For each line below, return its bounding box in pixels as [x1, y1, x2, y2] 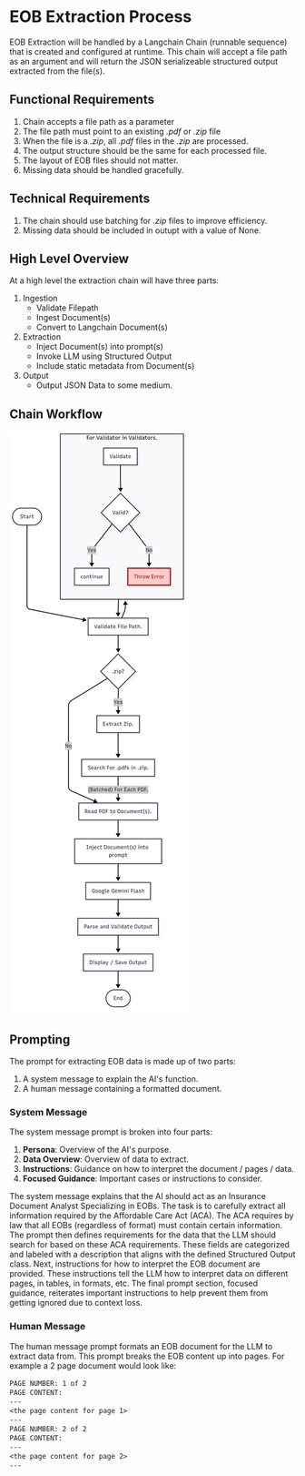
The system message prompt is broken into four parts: [9, 1126, 213, 1137]
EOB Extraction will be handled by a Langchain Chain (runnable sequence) [9, 36, 288, 47]
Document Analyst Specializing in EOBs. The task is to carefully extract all [9, 1200, 286, 1212]
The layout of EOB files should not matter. [22, 155, 179, 166]
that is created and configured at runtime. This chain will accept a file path [9, 46, 288, 56]
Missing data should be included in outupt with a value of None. [22, 225, 261, 236]
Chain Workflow [9, 406, 103, 422]
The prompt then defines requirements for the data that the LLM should [9, 1229, 277, 1240]
